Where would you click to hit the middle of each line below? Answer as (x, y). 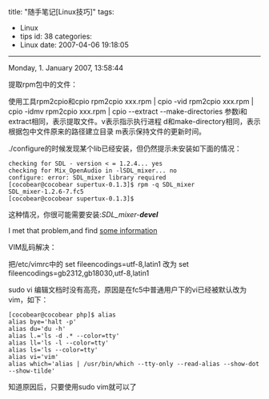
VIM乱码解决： (33, 247)
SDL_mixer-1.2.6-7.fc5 (46, 191)
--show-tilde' (32, 371)
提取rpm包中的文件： (43, 84)
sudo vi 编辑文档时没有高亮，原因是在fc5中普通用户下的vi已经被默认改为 (128, 290)
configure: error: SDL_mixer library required (87, 178)
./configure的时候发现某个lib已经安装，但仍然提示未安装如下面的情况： (125, 148)
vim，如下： (28, 300)
